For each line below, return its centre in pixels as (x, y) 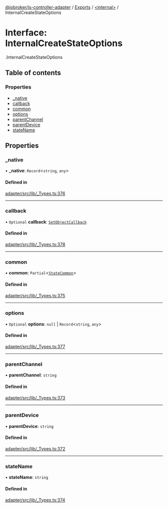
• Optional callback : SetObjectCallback (46, 221)
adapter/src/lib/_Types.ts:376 (35, 193)
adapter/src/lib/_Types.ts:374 (35, 500)
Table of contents (33, 73)
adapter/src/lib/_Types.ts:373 (35, 397)
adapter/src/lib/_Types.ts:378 (35, 244)
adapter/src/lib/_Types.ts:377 (35, 346)
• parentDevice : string (29, 426)
